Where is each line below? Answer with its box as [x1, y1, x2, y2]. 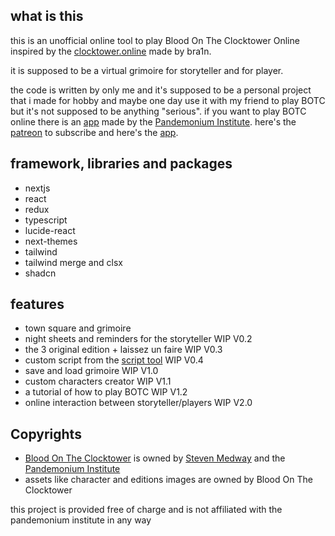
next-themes [24, 235, 78, 247]
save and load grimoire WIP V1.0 [24, 365, 159, 377]
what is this [10, 8, 84, 25]
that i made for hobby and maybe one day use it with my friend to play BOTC [10, 94, 326, 106]
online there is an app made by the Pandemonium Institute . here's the [10, 115, 297, 128]
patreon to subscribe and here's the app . [10, 126, 179, 138]
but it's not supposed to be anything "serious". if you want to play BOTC [10, 105, 307, 117]
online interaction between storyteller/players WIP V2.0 [24, 397, 253, 409]
